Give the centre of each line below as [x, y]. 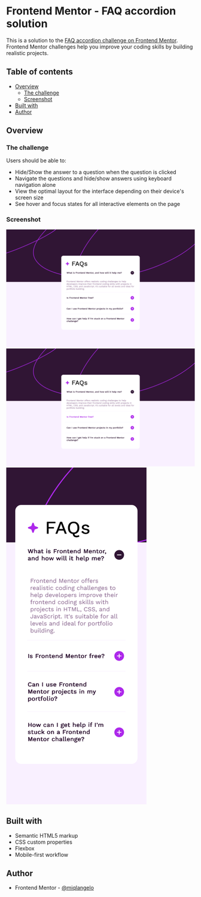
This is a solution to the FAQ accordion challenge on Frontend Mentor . [92, 40]
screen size [29, 198]
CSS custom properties [44, 842]
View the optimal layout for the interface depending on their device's [99, 191]
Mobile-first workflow [42, 854]
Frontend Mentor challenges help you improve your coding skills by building [100, 47]
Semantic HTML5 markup [46, 835]
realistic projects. [28, 53]
